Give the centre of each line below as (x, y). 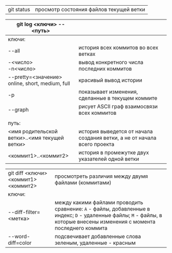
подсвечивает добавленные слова (98, 236)
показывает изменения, (108, 92)
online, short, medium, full (39, 83)
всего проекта (96, 144)
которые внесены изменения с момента (105, 222)
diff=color (20, 243)
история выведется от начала (116, 131)
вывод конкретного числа (111, 62)
